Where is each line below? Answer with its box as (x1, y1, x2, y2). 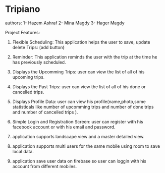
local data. (12, 148, 34, 154)
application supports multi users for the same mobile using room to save (12, 143, 160, 149)
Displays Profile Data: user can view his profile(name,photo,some (12, 98, 146, 105)
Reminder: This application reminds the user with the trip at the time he (12, 54, 158, 60)
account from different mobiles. (12, 163, 77, 169)
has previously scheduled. (12, 59, 66, 65)
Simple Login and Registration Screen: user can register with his (12, 118, 144, 124)
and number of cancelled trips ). (12, 109, 78, 115)
